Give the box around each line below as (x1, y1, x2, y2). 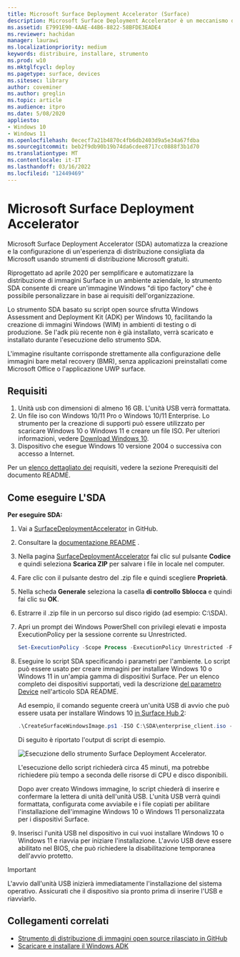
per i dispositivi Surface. (17, 815, 90, 823)
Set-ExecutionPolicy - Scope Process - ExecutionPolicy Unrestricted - (17, 644, 230, 651)
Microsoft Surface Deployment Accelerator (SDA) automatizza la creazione (7, 239, 229, 248)
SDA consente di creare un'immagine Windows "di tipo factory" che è (7, 284, 213, 292)
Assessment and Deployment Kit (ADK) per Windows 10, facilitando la (7, 312, 213, 321)
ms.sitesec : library (7, 76, 69, 84)
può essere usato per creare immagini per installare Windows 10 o (17, 665, 213, 673)
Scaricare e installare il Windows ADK (17, 941, 129, 950)
